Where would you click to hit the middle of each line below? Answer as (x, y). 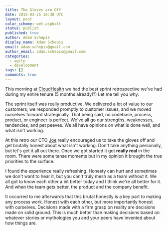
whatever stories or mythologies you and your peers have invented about (80, 218)
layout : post (19, 19)
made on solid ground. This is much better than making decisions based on (83, 212)
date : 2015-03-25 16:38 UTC (34, 14)
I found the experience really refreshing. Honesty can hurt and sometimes (81, 171)
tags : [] (14, 70)
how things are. (21, 223)
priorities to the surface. (30, 161)
